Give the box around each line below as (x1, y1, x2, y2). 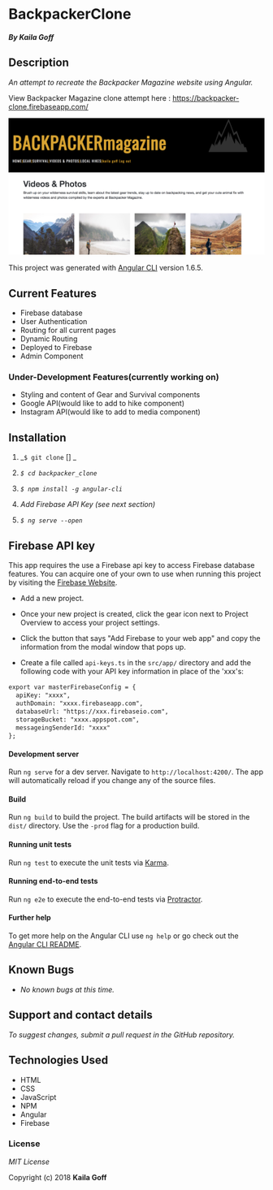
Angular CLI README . (8, 940, 82, 950)
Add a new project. (19, 594, 84, 604)
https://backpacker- (171, 93, 240, 102)
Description (8, 56, 69, 70)
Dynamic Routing (19, 334, 78, 344)
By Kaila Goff (8, 32, 54, 41)
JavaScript (19, 1092, 57, 1101)
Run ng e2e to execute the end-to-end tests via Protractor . (8, 894, 203, 904)
